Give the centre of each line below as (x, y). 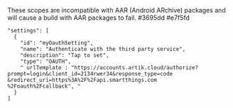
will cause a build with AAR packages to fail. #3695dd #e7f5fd (98, 18)
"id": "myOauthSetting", (57, 43)
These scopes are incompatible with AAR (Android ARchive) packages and (116, 10)
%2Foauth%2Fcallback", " (44, 86)
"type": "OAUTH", (46, 61)
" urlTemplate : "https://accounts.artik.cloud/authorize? (109, 68)
